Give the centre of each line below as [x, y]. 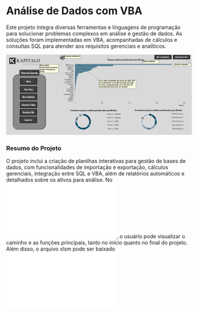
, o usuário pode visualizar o [151, 236]
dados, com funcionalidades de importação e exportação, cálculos [87, 167]
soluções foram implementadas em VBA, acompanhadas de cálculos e [92, 40]
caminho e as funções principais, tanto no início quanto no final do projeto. [97, 242]
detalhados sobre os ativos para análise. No [60, 180]
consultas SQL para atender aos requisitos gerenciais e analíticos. [86, 46]
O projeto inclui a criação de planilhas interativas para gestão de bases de [96, 161]
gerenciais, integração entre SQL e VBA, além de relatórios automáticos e [95, 173]
